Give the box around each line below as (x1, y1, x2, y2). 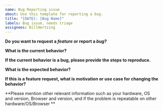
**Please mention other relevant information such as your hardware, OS (5, 91, 150, 96)
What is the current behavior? (5, 48, 67, 54)
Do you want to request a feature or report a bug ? (5, 38, 107, 44)
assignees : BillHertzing (5, 25, 55, 30)
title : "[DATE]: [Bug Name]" (5, 16, 64, 21)
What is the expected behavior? (5, 66, 71, 73)
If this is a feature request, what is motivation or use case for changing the (5, 76, 159, 82)
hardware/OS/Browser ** (5, 101, 55, 107)
